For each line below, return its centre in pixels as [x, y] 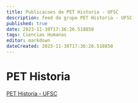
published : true [27, 23]
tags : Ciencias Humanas [37, 35]
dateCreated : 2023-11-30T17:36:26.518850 [60, 47]
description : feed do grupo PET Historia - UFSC [69, 18]
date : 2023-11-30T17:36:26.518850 [50, 29]
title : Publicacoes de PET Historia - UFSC [63, 12]
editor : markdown [28, 40]
